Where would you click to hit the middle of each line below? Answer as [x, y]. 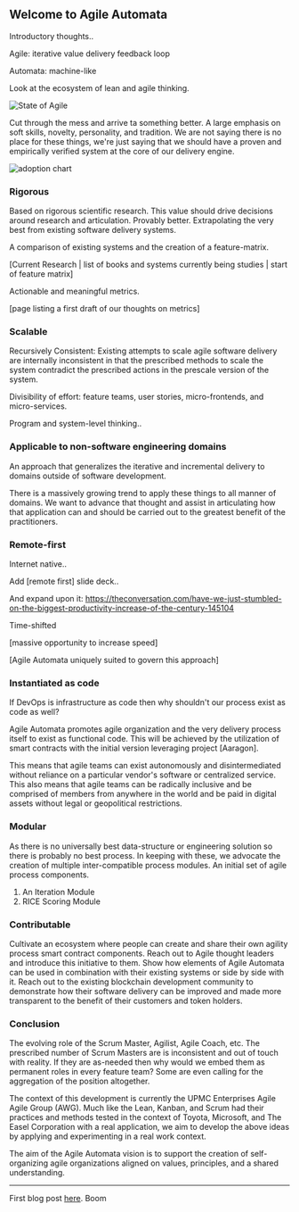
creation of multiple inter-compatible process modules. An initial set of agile [148, 865]
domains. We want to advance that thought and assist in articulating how [142, 502]
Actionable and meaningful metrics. [74, 291]
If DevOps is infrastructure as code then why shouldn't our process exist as [148, 702]
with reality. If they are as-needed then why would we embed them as [137, 1062]
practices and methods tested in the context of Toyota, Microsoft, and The [145, 1117]
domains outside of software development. [88, 476]
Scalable [28, 332]
